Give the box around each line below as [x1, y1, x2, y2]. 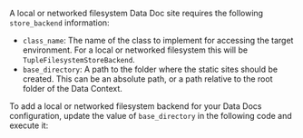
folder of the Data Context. [22, 84, 122, 94]
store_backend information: [9, 17, 111, 28]
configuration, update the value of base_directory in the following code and [9, 111, 292, 121]
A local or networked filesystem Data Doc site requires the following [9, 8, 264, 18]
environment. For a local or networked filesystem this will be [22, 44, 248, 55]
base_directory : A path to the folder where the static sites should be [22, 64, 279, 74]
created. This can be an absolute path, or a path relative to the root [22, 74, 273, 84]
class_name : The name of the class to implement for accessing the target [22, 35, 294, 45]
